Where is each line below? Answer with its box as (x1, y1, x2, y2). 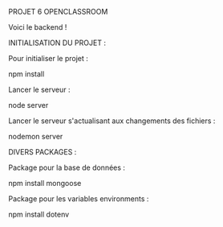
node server (8, 101, 49, 109)
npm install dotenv (8, 209, 70, 219)
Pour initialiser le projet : (8, 54, 88, 63)
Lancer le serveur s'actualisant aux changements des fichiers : (8, 116, 216, 126)
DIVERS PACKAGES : (8, 147, 77, 156)
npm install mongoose (8, 179, 82, 188)
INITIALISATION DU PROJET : (8, 38, 107, 47)
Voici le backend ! (8, 23, 67, 31)
